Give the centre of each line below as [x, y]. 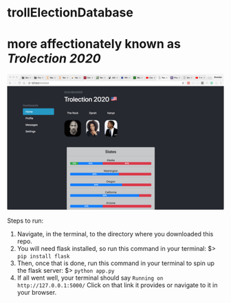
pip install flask [43, 257]
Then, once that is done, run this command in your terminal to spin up [115, 263]
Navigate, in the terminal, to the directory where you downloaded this [115, 234]
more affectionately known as [94, 44]
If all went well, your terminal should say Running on [90, 278]
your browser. [37, 293]
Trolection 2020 [54, 59]
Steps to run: [25, 221]
